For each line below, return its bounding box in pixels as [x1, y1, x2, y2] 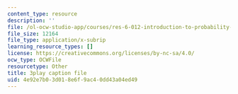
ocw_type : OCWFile [7, 57, 62, 64]
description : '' [7, 17, 55, 24]
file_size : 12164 [7, 30, 59, 37]
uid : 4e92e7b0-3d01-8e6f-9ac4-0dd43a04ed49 [7, 76, 138, 83]
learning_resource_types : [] [7, 43, 93, 50]
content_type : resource [7, 10, 78, 18]
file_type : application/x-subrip [7, 37, 106, 44]
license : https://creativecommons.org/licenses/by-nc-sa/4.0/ [7, 50, 195, 57]
